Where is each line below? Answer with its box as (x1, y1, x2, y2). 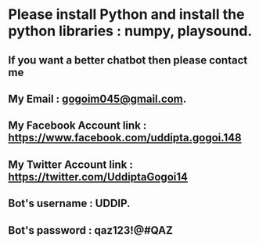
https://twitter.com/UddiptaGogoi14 (8, 170, 188, 184)
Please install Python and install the (8, 5, 245, 24)
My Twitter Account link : (8, 158, 133, 171)
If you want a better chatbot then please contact (8, 53, 248, 67)
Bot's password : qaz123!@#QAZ (8, 224, 174, 237)
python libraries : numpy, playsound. (8, 22, 253, 40)
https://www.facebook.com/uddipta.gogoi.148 (8, 131, 242, 144)
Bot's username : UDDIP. (8, 197, 131, 210)
